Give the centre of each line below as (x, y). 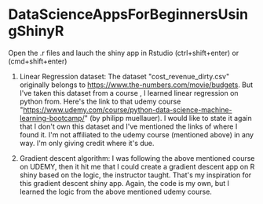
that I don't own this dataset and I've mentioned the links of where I (128, 126)
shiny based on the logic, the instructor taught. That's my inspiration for (135, 175)
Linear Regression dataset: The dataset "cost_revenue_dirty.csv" (124, 76)
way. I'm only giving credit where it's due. (87, 143)
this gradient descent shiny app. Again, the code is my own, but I (124, 183)
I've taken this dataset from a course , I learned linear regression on (129, 93)
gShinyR (36, 31)
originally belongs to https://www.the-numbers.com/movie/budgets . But (136, 85)
